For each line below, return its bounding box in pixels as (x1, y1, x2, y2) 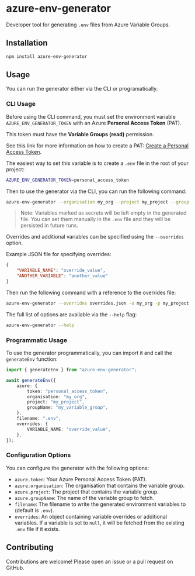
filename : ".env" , (16, 416, 61, 422)
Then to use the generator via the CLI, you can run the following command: (6, 188, 187, 195)
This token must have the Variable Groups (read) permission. (6, 130, 155, 137)
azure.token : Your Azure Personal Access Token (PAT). (14, 475, 147, 482)
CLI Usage (6, 100, 36, 108)
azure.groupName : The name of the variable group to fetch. (14, 494, 155, 501)
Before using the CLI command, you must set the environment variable (6, 113, 176, 120)
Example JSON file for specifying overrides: (6, 251, 112, 258)
